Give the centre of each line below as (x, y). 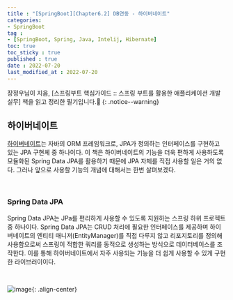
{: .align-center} (55, 289)
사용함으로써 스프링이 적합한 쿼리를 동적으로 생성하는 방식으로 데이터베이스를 (111, 244)
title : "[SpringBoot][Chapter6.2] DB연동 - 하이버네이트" (89, 14)
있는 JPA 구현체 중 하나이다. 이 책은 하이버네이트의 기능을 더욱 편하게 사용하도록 (115, 152)
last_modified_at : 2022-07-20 (53, 72)
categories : (24, 20)
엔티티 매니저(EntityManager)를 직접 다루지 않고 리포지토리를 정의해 (130, 235)
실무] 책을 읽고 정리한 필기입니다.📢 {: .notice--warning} (83, 101)
